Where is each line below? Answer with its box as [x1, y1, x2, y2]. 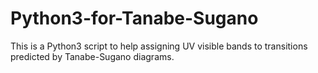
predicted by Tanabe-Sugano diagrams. [10, 50, 175, 62]
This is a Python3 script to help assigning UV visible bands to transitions [10, 40, 308, 52]
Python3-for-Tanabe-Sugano [10, 7, 259, 30]
